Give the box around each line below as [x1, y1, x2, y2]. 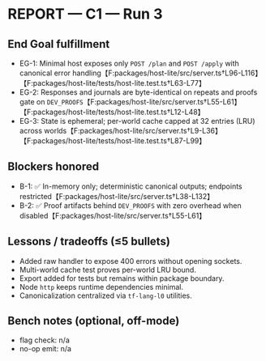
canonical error [19, 68, 71, 78]
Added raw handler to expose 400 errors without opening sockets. [19, 256, 242, 265]
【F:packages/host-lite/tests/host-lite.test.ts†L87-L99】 [19, 136, 207, 146]
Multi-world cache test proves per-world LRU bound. [19, 265, 196, 274]
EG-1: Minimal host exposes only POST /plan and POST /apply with [19, 58, 240, 68]
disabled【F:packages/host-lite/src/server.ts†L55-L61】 [19, 210, 207, 220]
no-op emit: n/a [19, 344, 72, 354]
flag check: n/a [19, 335, 71, 345]
